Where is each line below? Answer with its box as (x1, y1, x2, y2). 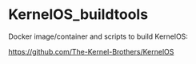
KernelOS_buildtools (8, 6, 149, 24)
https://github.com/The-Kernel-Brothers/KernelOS (8, 47, 174, 56)
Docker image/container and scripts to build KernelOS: (8, 32, 188, 41)
